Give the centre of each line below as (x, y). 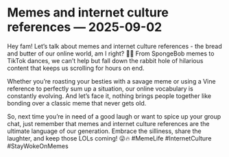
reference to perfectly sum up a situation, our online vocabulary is (100, 88)
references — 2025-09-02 (85, 27)
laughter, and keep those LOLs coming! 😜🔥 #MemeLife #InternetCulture (109, 138)
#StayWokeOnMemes (38, 146)
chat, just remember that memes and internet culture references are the (108, 123)
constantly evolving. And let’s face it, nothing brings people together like (109, 96)
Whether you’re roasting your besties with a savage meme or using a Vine (111, 81)
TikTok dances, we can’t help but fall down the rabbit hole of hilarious (105, 60)
